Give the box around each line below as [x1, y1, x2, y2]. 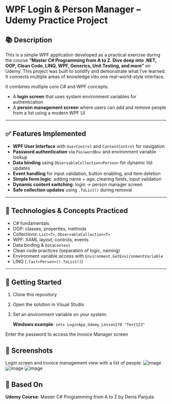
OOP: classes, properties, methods [12, 225, 87, 232]
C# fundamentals [12, 220, 50, 226]
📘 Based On [5, 380, 43, 389]
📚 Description [5, 35, 52, 44]
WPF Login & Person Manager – [5, 4, 141, 15]
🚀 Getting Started [5, 278, 62, 287]
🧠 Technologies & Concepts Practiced [5, 206, 128, 215]
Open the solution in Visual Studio [12, 301, 84, 307]
